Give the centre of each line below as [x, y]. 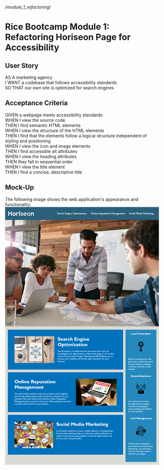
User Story [22, 66]
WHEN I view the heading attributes [41, 157]
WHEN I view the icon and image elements [48, 146]
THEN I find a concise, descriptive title [44, 172]
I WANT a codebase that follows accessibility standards [61, 82]
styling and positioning [28, 141]
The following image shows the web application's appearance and [72, 199]
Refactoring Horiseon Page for [68, 37]
